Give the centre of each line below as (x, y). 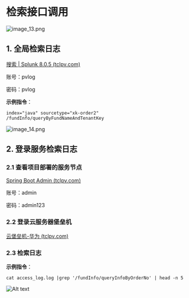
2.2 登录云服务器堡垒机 (39, 222)
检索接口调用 (38, 12)
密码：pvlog (21, 89)
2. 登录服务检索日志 (42, 149)
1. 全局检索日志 (33, 49)
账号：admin (22, 193)
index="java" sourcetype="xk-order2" (53, 113)
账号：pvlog (21, 77)
